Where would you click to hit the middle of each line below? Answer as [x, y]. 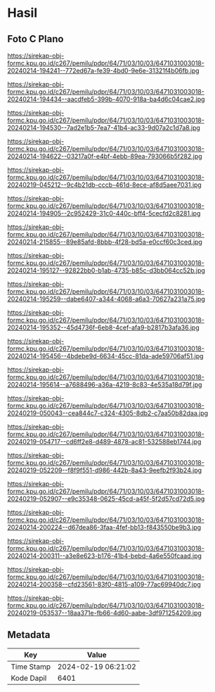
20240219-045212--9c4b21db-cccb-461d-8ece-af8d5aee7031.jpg [104, 185]
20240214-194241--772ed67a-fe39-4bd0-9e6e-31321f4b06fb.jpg [103, 71]
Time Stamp [31, 667]
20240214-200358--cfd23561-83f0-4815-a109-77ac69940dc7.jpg [104, 584]
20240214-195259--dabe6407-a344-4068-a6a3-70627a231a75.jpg [106, 299]
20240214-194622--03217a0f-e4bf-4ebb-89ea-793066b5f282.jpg [105, 156]
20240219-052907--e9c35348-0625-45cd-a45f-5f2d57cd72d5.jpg [106, 499]
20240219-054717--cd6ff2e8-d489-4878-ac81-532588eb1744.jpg [104, 442]
